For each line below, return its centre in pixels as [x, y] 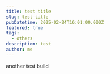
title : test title [29, 11]
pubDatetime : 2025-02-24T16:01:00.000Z [55, 22]
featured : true [25, 28]
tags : [13, 33]
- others [22, 38]
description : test [29, 44]
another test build [27, 66]
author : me [19, 50]
